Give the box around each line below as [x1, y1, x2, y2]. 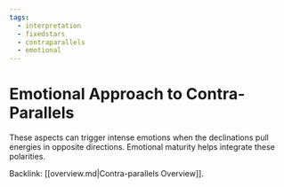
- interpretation [17, 21, 82, 30]
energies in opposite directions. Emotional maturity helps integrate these [9, 142, 276, 152]
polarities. [9, 152, 46, 162]
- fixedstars [17, 29, 66, 38]
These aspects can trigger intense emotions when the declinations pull [9, 132, 269, 143]
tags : [9, 12, 29, 22]
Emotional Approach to [9, 84, 183, 105]
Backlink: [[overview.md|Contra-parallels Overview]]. [9, 168, 205, 179]
